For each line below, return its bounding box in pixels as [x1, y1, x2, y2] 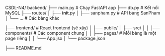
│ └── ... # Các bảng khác [5, 15, 60, 21]
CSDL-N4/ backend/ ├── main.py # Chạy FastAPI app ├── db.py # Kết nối [5, 5, 159, 10]
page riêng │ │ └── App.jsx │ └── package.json [5, 35, 105, 41]
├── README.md [5, 45, 42, 51]
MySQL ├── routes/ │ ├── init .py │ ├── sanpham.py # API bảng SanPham [5, 10, 161, 16]
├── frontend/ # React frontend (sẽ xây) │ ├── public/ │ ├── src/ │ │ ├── [5, 25, 160, 31]
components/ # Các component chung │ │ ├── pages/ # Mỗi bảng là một [5, 30, 157, 36]
